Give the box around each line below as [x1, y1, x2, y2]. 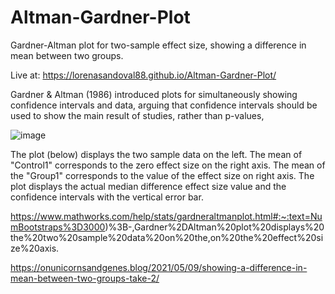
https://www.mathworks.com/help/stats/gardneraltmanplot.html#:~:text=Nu [10, 210, 323, 222]
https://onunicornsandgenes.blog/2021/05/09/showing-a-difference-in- [10, 261, 308, 273]
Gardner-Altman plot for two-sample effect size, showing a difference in [10, 39, 307, 51]
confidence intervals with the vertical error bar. [10, 191, 204, 203]
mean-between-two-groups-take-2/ [10, 272, 160, 284]
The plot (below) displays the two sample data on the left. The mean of [10, 148, 303, 160]
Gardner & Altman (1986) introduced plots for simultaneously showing [10, 88, 298, 100]
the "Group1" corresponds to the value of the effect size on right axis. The [10, 169, 315, 181]
